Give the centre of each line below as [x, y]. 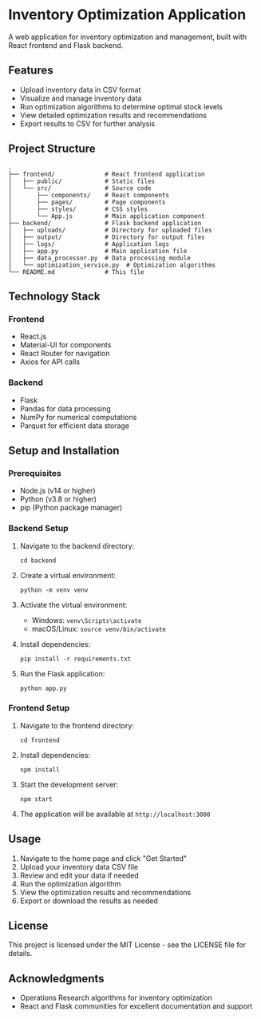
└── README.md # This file [77, 272]
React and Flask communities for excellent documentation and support [136, 1006]
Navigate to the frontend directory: [77, 725]
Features [31, 71]
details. [20, 954]
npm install [40, 769]
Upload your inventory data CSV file [79, 866]
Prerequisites [35, 473]
